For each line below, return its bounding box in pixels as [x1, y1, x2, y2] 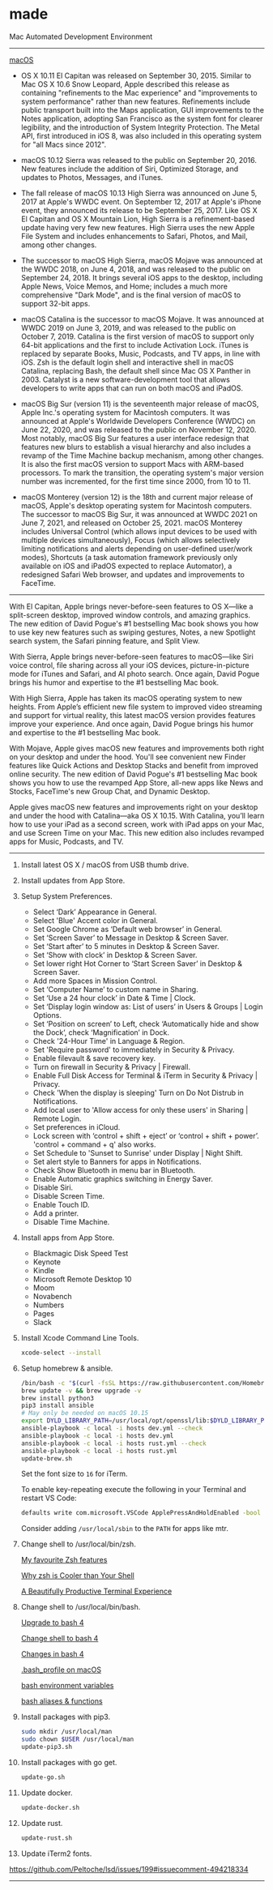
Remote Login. [32, 1114, 82, 1123]
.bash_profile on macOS [20, 1665, 102, 1674]
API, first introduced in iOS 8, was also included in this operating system [20, 130, 262, 140]
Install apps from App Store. [20, 1233, 115, 1242]
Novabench [32, 1291, 72, 1301]
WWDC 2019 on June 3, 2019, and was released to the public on [20, 323, 237, 332]
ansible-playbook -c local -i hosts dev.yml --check [20, 1424, 203, 1433]
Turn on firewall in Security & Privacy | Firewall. [32, 1062, 191, 1071]
